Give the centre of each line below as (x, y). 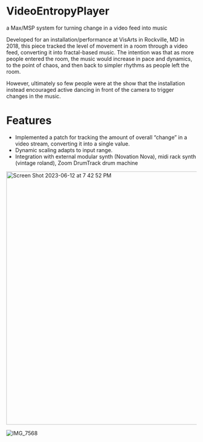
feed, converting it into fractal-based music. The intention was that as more (100, 52)
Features (29, 120)
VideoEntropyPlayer (58, 11)
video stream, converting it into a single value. (72, 144)
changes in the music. (34, 96)
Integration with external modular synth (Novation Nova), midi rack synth (105, 156)
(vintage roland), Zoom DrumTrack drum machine (76, 163)
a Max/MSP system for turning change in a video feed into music (87, 28)
